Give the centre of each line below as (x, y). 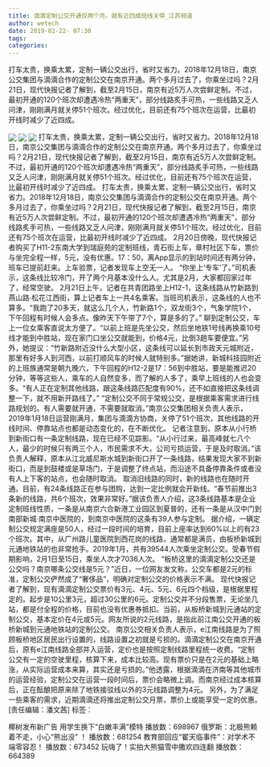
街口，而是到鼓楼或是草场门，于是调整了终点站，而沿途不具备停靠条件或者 (131, 469)
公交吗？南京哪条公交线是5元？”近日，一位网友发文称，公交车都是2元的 (127, 569)
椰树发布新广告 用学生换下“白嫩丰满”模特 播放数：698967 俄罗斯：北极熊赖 (133, 727)
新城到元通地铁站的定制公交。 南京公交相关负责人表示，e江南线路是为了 (135, 630)
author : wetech (34, 23)
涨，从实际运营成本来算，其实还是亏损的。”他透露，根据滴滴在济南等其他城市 (135, 670)
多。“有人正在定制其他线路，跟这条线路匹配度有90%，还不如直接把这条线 (131, 388)
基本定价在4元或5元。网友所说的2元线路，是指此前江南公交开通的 (145, 619)
